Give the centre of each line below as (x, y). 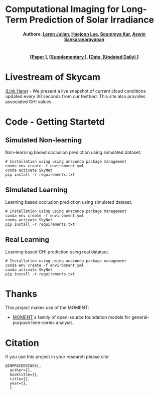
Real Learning (27, 240)
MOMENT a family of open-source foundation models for (71, 317)
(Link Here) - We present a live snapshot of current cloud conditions (76, 91)
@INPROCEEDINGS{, (23, 366)
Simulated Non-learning (43, 140)
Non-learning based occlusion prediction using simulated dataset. (73, 152)
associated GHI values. (29, 102)
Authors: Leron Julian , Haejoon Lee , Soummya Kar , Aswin (84, 34)
